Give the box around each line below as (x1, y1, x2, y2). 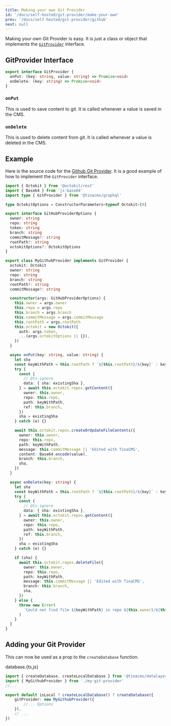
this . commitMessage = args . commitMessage (14, 314, 103, 320)
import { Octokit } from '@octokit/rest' (5, 183, 95, 189)
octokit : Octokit (10, 263, 47, 268)
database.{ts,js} (5, 663, 39, 670)
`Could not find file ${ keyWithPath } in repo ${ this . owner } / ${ (23, 607, 160, 612)
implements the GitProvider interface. (5, 41, 85, 47)
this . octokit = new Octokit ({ (14, 324, 79, 329)
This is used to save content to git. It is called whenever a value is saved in (5, 105, 162, 112)
